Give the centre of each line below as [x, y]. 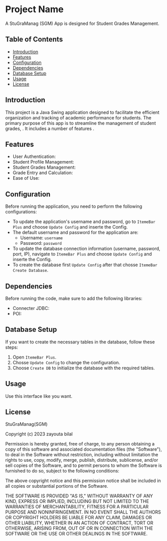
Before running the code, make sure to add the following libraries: [74, 298]
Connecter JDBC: [31, 308]
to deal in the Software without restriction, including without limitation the [82, 455]
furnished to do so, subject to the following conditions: [62, 471]
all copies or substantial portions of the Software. [57, 486]
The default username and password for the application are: [75, 233]
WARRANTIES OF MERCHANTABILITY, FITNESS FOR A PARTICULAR [77, 507]
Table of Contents [34, 39]
